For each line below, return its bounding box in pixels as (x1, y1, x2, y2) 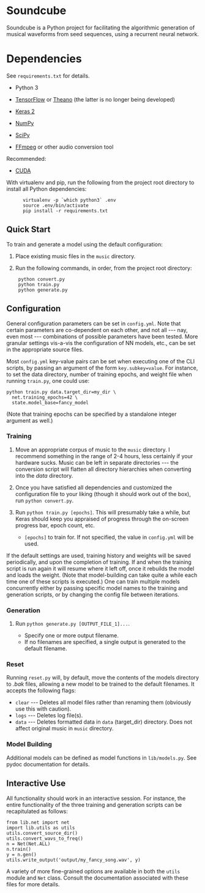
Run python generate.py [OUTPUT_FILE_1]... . (15, 620, 130, 628)
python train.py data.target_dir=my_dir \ (6, 389, 116, 395)
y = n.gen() (6, 851, 37, 858)
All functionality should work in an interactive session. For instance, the (6, 795, 186, 802)
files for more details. (6, 880, 60, 887)
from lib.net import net (6, 819, 70, 826)
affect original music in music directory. (15, 725, 114, 732)
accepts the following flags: (6, 687, 76, 694)
